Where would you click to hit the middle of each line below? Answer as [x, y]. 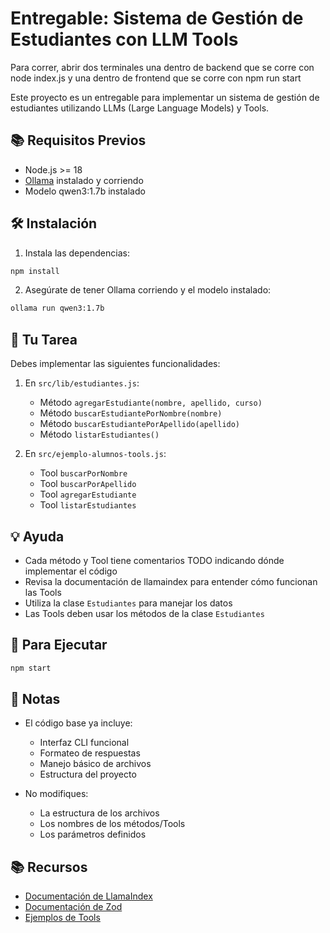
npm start [31, 668]
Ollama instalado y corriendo [84, 180]
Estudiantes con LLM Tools [124, 39]
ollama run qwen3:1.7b [57, 308]
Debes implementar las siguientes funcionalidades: [115, 364]
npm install [35, 271]
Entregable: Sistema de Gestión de [157, 18]
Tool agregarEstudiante [88, 494]
